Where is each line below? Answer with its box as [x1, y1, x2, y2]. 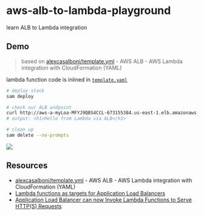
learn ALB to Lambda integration [6, 24, 87, 31]
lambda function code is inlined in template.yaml [6, 75, 127, 83]
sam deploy [6, 93, 34, 99]
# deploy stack [6, 88, 45, 94]
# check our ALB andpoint [6, 104, 72, 110]
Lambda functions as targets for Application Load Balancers [15, 189, 166, 197]
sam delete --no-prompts [6, 132, 69, 138]
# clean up [6, 127, 34, 133]
